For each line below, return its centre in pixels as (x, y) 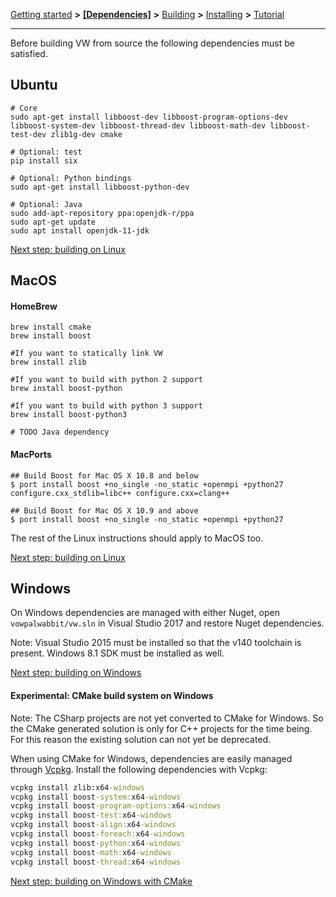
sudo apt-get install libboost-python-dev (100, 187)
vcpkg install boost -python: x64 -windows (96, 843)
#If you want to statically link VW (86, 354)
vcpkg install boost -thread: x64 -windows (96, 862)
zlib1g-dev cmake (86, 134)
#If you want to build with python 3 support (106, 406)
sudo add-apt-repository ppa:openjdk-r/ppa (102, 213)
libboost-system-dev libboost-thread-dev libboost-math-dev (138, 125)
